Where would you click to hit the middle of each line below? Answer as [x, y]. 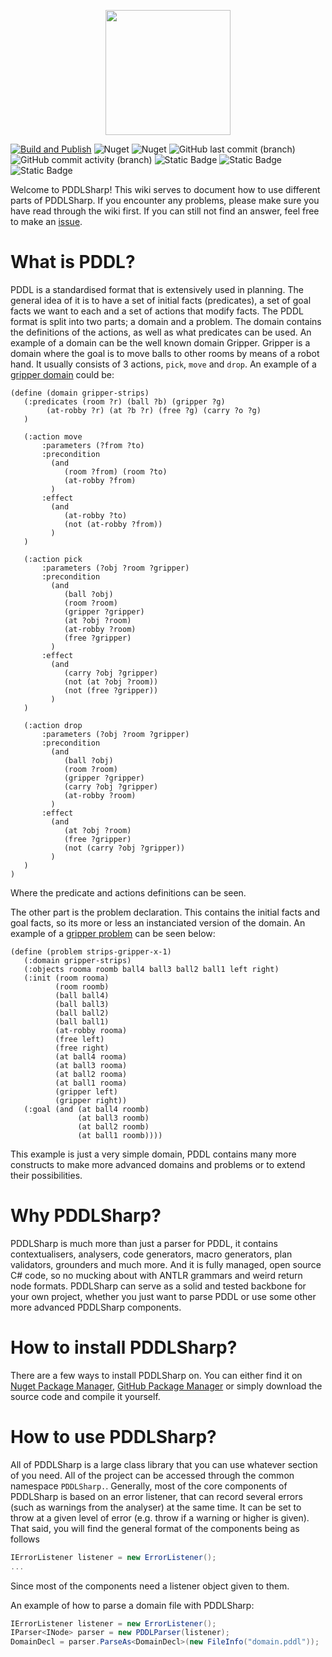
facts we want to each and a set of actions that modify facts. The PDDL [157, 311]
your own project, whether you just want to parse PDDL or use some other [163, 1296]
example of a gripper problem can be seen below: [113, 933]
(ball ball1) [82, 1021]
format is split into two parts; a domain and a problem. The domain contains [166, 321]
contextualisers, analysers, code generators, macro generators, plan [151, 1254]
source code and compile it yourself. [85, 1396]
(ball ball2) [82, 1013]
